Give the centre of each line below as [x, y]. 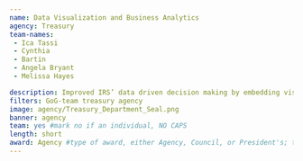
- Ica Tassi [36, 43]
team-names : [32, 34]
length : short [36, 134]
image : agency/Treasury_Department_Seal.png [94, 109]
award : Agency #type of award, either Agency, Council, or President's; [149, 143]
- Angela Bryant [44, 68]
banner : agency [38, 118]
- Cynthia [32, 51]
